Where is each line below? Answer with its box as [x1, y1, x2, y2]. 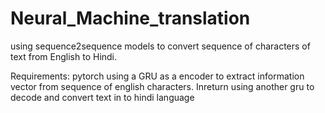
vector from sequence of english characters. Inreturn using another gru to [10, 80, 315, 92]
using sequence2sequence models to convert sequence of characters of [10, 40, 311, 52]
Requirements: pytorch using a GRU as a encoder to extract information [10, 70, 305, 82]
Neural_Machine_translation [10, 7, 251, 30]
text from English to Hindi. [10, 50, 118, 62]
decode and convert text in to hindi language [10, 91, 195, 103]
